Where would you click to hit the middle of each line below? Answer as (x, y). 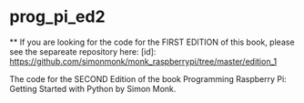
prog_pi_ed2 (58, 17)
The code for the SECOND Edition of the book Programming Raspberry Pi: (148, 78)
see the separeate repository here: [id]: (83, 51)
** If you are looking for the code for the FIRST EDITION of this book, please (152, 42)
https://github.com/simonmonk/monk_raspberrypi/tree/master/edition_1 (143, 61)
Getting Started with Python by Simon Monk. (93, 88)
